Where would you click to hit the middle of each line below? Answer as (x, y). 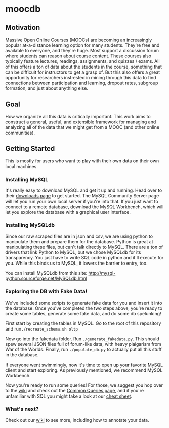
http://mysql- (102, 273)
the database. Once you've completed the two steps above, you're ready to (84, 308)
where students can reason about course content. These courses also (78, 56)
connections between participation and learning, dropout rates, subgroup (82, 83)
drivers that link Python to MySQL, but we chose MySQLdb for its (73, 252)
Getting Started (30, 149)
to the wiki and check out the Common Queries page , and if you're (75, 390)
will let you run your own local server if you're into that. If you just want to (82, 201)
